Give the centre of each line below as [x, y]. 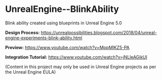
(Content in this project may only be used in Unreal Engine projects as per [81, 67]
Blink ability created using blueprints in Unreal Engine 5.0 [64, 23]
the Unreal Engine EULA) [31, 72]
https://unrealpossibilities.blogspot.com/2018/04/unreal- [99, 32]
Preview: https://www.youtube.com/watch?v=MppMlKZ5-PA [67, 47]
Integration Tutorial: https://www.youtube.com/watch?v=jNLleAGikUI [76, 57]
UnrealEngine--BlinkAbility [62, 9]
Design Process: [22, 32]
